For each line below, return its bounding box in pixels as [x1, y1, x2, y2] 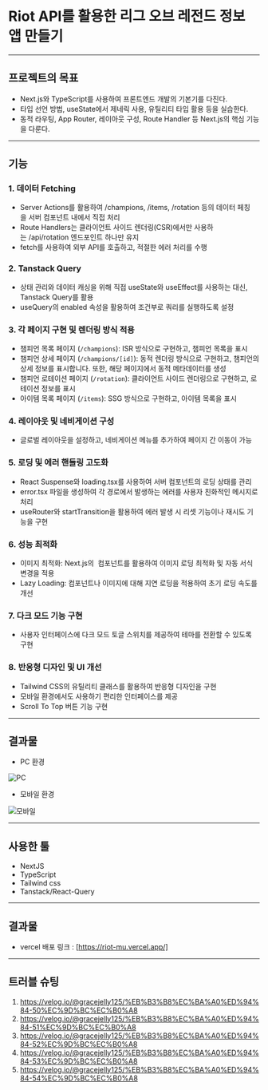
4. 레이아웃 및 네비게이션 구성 [8, 415, 115, 426]
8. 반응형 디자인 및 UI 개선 [8, 662, 102, 673]
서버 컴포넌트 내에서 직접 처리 [28, 212, 120, 222]
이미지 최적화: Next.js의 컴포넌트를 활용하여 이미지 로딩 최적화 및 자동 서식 [19, 558, 254, 568]
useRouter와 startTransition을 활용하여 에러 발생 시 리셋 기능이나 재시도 [19, 506, 246, 516]
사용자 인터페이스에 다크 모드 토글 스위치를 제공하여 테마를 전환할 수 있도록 [19, 630, 253, 640]
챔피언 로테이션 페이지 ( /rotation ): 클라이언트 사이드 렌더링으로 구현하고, [19, 374, 249, 383]
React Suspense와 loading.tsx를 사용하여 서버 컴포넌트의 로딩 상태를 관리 [19, 477, 252, 486]
